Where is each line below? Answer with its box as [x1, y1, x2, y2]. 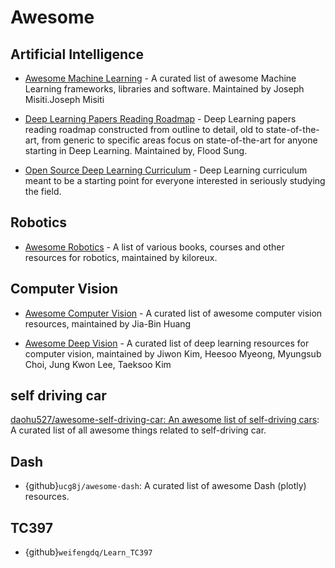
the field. [24, 186, 62, 197]
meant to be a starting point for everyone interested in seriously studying [24, 175, 326, 186]
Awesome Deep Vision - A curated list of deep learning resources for [24, 337, 310, 349]
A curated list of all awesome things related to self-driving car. [10, 424, 267, 436]
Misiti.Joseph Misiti [24, 94, 105, 105]
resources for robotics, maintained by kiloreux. [24, 251, 218, 263]
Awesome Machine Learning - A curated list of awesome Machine [24, 72, 297, 84]
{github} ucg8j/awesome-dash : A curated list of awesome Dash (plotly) [24, 480, 307, 492]
